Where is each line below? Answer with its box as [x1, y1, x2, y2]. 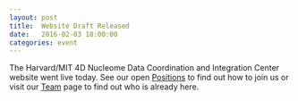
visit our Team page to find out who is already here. [9, 81, 200, 92]
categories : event [9, 38, 78, 47]
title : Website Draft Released [9, 21, 130, 30]
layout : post [9, 13, 58, 22]
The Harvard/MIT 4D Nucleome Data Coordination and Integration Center [9, 63, 280, 73]
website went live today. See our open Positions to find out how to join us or [9, 72, 289, 83]
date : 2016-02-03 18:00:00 [9, 29, 118, 38]
